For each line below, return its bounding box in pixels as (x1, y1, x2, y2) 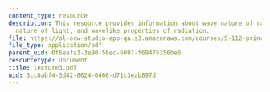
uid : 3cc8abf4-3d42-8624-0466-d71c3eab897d (8, 71, 157, 79)
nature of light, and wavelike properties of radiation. (15, 26, 211, 34)
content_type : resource (8, 11, 88, 20)
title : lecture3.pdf (8, 64, 78, 72)
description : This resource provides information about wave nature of (8, 19, 253, 27)
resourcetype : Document (8, 57, 88, 65)
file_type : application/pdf (8, 42, 103, 50)
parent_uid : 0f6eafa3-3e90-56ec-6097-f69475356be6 (8, 49, 182, 57)
